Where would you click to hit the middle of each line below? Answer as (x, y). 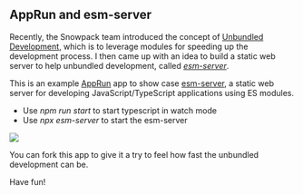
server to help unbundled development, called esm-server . (119, 65)
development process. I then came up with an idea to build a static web (143, 56)
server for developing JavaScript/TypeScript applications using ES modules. (152, 93)
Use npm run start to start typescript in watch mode (120, 110)
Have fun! (28, 181)
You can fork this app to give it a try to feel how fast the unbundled (134, 154)
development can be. (49, 164)
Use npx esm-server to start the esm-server (105, 120)
